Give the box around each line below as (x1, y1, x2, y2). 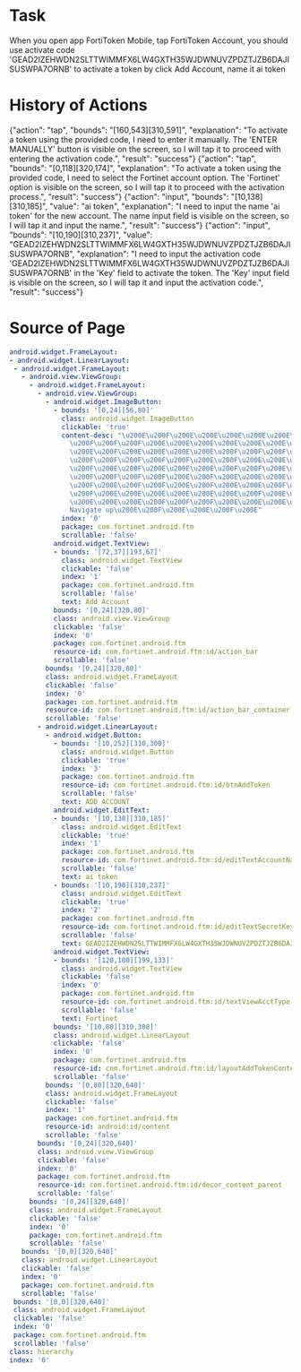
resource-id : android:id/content (45, 1122, 170, 1132)
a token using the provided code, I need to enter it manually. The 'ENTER (9, 134, 278, 144)
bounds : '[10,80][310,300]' (53, 1023, 159, 1031)
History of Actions (9, 95, 148, 116)
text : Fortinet (61, 1014, 118, 1023)
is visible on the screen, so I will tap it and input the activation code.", (9, 277, 264, 288)
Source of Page (9, 318, 125, 339)
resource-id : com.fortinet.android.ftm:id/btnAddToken (61, 781, 271, 790)
